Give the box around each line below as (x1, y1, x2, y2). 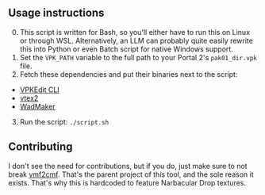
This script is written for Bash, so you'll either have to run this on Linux (19, 27, 251, 36)
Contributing (8, 140, 73, 154)
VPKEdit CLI (19, 85, 60, 94)
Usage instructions (8, 6, 105, 20)
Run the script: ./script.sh (19, 117, 109, 126)
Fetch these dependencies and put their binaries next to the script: (19, 69, 238, 78)
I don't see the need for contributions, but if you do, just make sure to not (8, 161, 248, 170)
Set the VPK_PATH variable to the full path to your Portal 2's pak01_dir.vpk (19, 52, 258, 62)
